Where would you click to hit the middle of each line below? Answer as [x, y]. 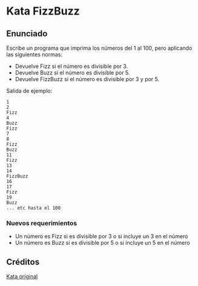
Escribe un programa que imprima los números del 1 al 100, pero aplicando [99, 48]
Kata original [22, 276]
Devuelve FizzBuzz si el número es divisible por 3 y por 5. [87, 79]
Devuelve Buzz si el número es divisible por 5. [72, 73]
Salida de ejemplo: [29, 91]
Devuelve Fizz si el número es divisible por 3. [71, 66]
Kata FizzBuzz [43, 11]
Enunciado [27, 34]
